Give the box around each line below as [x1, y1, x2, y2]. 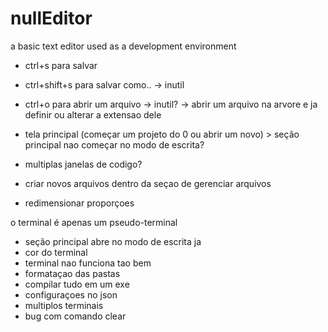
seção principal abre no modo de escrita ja [24, 235, 202, 247]
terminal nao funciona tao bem [24, 257, 152, 269]
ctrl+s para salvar [24, 59, 98, 71]
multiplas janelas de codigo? [24, 158, 143, 170]
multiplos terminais [24, 299, 104, 311]
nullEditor [10, 7, 93, 30]
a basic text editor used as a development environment [10, 40, 237, 52]
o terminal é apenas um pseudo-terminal [10, 216, 178, 228]
